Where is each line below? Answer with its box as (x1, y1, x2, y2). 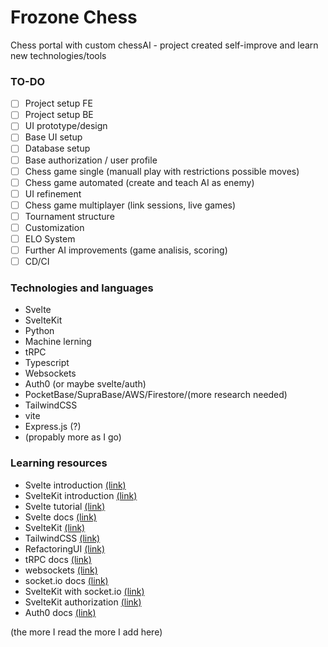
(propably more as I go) (24, 431, 122, 443)
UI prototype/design (24, 120, 108, 132)
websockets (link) (24, 564, 98, 576)
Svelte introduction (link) (24, 479, 127, 491)
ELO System (24, 232, 76, 245)
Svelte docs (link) (24, 511, 97, 523)
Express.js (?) (24, 421, 82, 433)
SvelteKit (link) (24, 521, 86, 533)
